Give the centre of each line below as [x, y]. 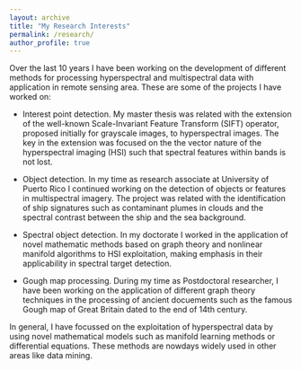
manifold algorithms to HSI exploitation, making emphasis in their [142, 254]
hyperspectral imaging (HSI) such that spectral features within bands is [154, 153]
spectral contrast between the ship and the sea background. [134, 217]
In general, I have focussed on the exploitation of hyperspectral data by [142, 327]
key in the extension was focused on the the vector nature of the [142, 143]
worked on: [30, 97]
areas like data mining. [51, 356]
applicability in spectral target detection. [97, 264]
